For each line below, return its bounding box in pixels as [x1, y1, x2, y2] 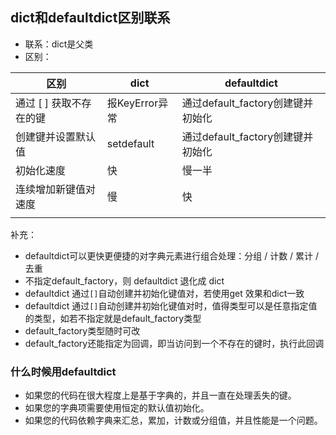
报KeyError [106, 96, 159, 110]
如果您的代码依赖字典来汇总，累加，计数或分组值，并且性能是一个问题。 [24, 414, 323, 427]
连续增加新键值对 [15, 182, 97, 196]
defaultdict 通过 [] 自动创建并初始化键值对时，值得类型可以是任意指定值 [24, 299, 318, 312]
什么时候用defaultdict [10, 364, 117, 378]
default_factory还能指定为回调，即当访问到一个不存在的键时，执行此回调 [24, 337, 325, 349]
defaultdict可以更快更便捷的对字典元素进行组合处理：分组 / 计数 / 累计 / [24, 249, 320, 262]
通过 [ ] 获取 [15, 96, 72, 110]
